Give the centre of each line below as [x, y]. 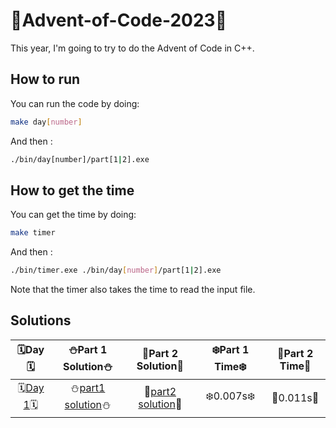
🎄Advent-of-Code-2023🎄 [119, 20]
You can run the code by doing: [75, 103]
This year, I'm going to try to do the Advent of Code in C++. [132, 48]
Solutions [41, 320]
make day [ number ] [46, 122]
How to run [45, 79]
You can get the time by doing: [73, 215]
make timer [33, 233]
